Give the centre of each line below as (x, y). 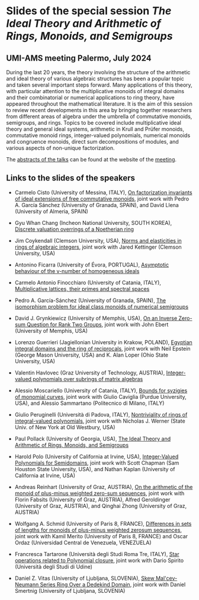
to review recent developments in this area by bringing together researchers (99, 110)
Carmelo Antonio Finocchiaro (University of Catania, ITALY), (88, 282)
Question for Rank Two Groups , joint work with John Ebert (97, 324)
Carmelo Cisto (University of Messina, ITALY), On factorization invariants (103, 192)
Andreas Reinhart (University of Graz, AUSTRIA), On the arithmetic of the (104, 487)
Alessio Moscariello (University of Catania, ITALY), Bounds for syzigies (101, 391)
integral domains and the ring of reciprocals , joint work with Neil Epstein (102, 348)
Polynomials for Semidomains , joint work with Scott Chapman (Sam (97, 463)
